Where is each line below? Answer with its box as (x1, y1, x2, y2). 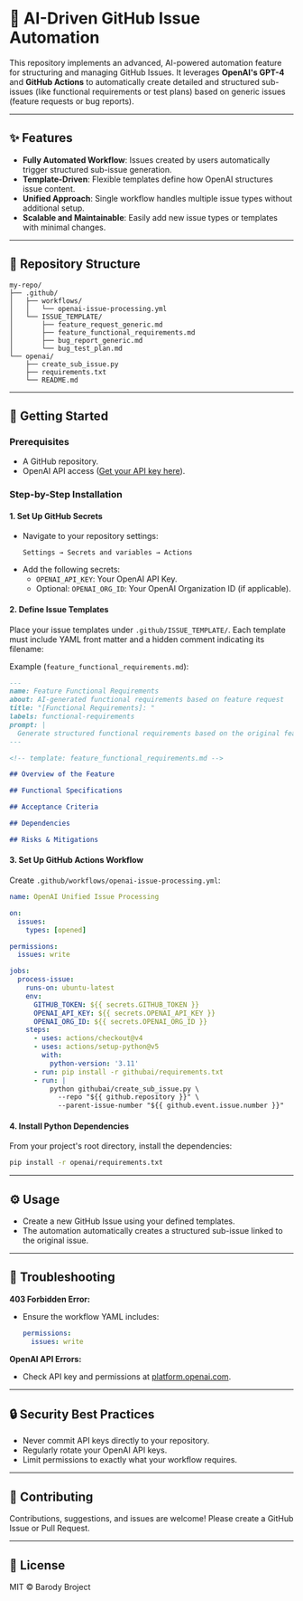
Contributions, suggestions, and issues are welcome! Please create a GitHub (9, 1513, 294, 1524)
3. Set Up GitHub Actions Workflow (9, 855, 144, 866)
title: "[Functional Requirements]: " (9, 704, 155, 713)
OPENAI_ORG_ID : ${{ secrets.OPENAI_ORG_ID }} (32, 1017, 207, 1026)
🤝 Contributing (9, 1489, 94, 1504)
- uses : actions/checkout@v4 (32, 1034, 143, 1043)
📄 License (9, 1558, 66, 1573)
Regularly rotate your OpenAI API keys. (22, 1445, 168, 1455)
